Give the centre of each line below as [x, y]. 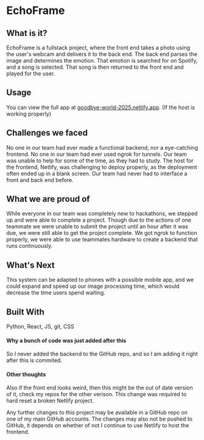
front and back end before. [40, 180]
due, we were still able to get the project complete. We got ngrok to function [102, 233]
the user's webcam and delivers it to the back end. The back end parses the [102, 54]
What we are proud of [48, 199]
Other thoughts [26, 374]
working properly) [29, 114]
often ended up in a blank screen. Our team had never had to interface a [97, 173]
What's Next [30, 265]
